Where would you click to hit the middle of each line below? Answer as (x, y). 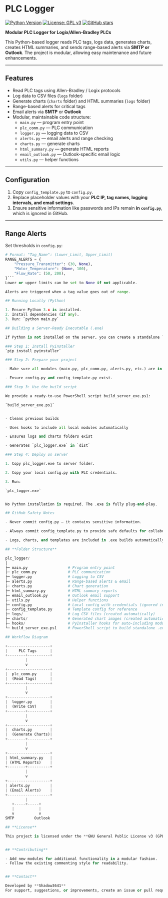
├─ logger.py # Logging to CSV (54, 577)
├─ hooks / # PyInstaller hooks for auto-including (79, 623)
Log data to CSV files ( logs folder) (47, 96)
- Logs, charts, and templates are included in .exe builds (69, 540)
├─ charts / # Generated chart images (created (73, 619)
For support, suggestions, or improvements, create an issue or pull (79, 890)
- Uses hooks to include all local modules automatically (67, 427)
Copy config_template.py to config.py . (53, 192)
